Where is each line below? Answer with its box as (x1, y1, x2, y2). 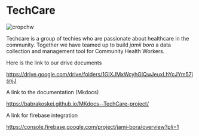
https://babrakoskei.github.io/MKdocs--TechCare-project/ (6, 100, 149, 107)
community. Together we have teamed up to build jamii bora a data (6, 41, 172, 48)
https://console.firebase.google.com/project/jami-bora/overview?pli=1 (6, 123, 179, 130)
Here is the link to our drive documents (6, 59, 102, 66)
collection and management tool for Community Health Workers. (6, 47, 165, 54)
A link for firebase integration (6, 112, 78, 119)
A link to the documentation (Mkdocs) (6, 88, 99, 95)
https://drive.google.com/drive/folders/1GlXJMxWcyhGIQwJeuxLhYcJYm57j (6, 70, 193, 78)
